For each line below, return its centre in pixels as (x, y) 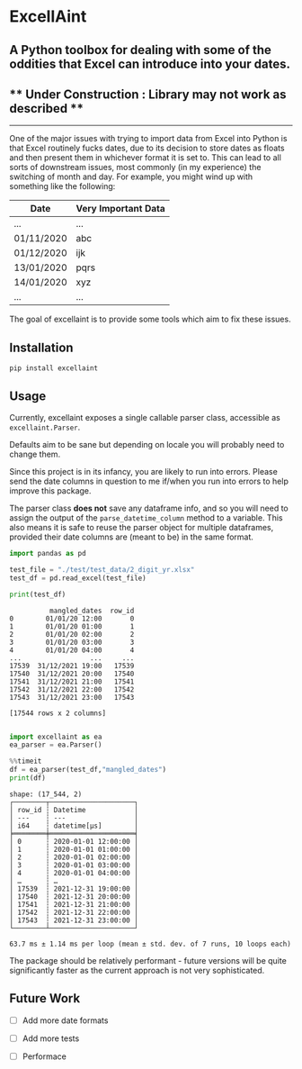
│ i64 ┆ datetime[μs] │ (74, 826)
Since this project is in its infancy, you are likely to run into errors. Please (144, 472)
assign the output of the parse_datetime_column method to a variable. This (146, 518)
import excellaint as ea (56, 737)
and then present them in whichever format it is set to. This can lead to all (145, 158)
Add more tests (51, 1038)
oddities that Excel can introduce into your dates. (150, 63)
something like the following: (62, 186)
